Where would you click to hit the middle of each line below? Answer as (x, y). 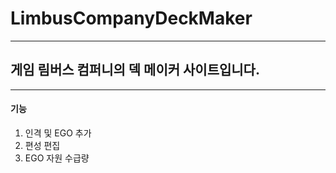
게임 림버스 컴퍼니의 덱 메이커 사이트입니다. (135, 70)
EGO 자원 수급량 (57, 158)
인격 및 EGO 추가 (58, 133)
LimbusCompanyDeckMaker (131, 18)
